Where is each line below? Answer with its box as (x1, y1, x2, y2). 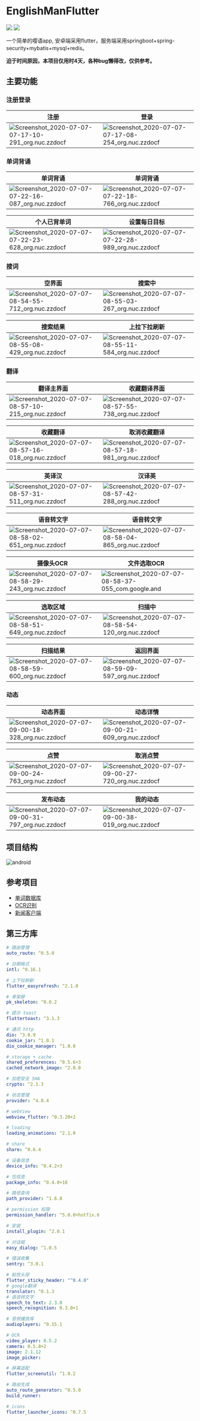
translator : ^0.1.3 (6, 1288, 55, 1294)
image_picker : (6, 1355, 42, 1361)
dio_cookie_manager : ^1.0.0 (6, 1043, 76, 1049)
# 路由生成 (6, 1382, 30, 1388)
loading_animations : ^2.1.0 (6, 1131, 76, 1137)
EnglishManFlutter (6, 4, 99, 18)
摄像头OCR (36, 559, 68, 567)
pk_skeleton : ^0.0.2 (6, 999, 58, 1005)
